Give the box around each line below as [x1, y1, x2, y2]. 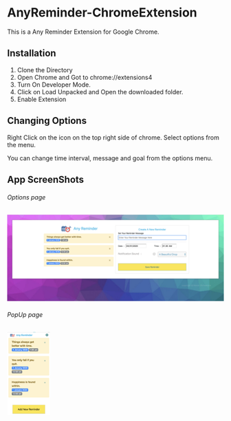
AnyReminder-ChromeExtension [7, 5, 197, 21]
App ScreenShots [7, 173, 85, 185]
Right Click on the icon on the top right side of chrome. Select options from [7, 133, 220, 142]
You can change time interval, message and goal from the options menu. [7, 153, 213, 162]
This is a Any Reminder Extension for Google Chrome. [7, 28, 159, 36]
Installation [7, 47, 56, 59]
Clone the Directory [16, 65, 74, 74]
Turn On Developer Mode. [16, 80, 91, 89]
